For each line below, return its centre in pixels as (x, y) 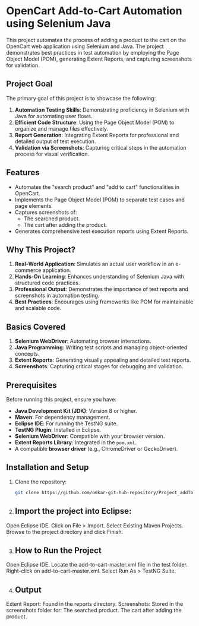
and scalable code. (38, 308)
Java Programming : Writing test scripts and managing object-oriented (101, 347)
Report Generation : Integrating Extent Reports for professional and (97, 135)
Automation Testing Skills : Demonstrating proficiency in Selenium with (102, 110)
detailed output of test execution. (55, 141)
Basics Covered (36, 327)
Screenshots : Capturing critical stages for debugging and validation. (99, 366)
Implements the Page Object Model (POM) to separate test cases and (100, 200)
